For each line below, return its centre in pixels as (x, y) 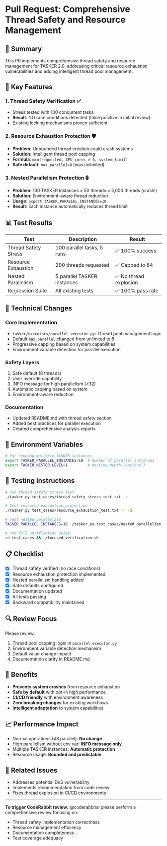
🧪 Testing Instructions (40, 481)
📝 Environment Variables (44, 444)
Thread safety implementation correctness (56, 822)
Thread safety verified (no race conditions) (56, 568)
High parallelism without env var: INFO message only (67, 744)
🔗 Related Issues (31, 770)
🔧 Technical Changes (39, 309)
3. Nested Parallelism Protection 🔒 (47, 178)
